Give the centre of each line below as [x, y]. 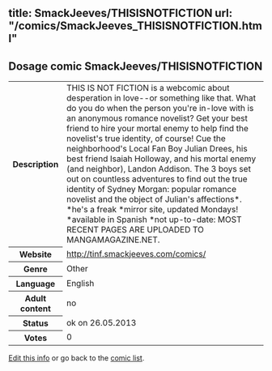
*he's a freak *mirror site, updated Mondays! [152, 210]
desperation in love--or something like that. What [161, 98]
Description [36, 164]
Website [36, 254]
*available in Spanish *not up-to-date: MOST [154, 220]
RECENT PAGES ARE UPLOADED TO [135, 230]
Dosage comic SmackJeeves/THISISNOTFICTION [136, 66]
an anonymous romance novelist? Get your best [157, 118]
